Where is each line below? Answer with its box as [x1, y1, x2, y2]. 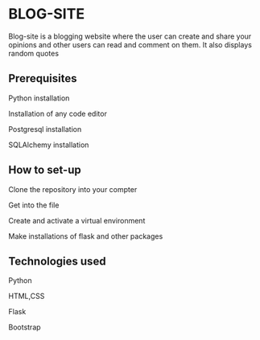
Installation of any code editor [8, 109, 107, 118]
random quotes [8, 48, 59, 58]
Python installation [8, 93, 70, 103]
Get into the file [8, 200, 60, 210]
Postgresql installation [8, 124, 82, 133]
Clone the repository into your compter [8, 184, 138, 194]
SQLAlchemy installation [8, 140, 89, 150]
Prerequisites [8, 72, 77, 85]
